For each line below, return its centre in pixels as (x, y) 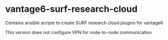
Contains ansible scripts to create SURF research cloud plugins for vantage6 (84, 23)
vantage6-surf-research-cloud (71, 9)
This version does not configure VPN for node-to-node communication (78, 32)
